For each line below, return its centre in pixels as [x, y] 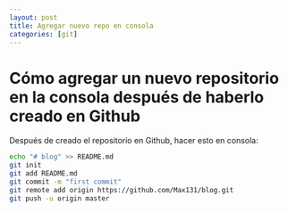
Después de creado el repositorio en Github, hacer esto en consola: [134, 141]
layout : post [34, 17]
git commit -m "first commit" [66, 182]
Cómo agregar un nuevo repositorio [144, 78]
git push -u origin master [59, 198]
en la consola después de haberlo [137, 97]
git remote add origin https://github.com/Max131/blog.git [122, 190]
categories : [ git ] [43, 34]
